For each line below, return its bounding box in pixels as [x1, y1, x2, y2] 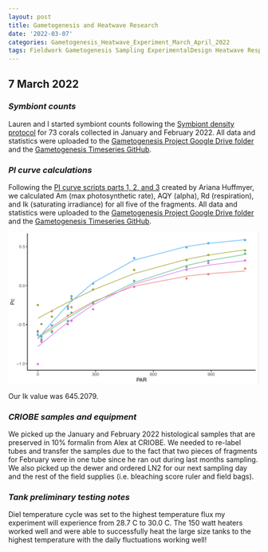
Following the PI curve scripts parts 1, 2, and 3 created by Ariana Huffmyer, [8, 183, 255, 192]
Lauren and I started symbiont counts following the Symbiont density [8, 119, 235, 128]
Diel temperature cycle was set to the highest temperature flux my [8, 510, 226, 519]
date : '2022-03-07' [8, 30, 73, 37]
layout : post [8, 13, 52, 21]
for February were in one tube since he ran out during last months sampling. [8, 455, 258, 464]
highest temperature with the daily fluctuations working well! [8, 535, 207, 545]
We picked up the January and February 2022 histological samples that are [8, 429, 255, 439]
